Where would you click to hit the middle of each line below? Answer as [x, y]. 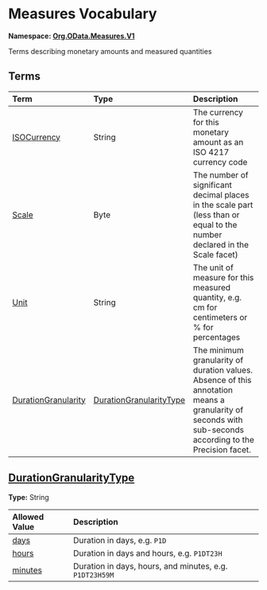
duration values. [222, 369]
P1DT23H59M [93, 575]
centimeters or [220, 317]
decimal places [221, 194]
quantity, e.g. [217, 297]
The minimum [218, 350]
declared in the [221, 244]
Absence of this [222, 380]
